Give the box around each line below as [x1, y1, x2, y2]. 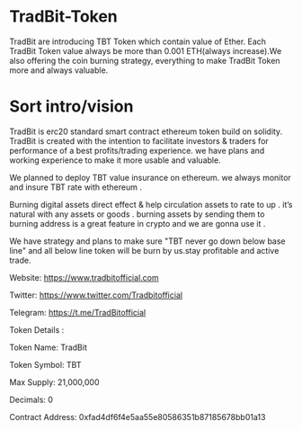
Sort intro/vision [9, 96, 134, 117]
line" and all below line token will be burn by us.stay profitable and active [9, 245, 280, 255]
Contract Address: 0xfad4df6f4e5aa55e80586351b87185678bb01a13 [9, 411, 266, 422]
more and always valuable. [9, 65, 109, 76]
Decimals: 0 [9, 394, 54, 405]
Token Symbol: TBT [9, 359, 82, 370]
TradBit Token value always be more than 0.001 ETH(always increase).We [9, 45, 282, 56]
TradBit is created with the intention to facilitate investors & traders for [9, 135, 270, 146]
